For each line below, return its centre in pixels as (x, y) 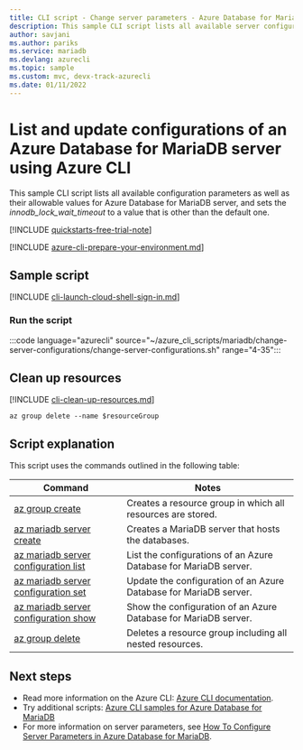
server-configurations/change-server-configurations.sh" (115, 349)
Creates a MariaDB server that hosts (203, 529)
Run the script (41, 320)
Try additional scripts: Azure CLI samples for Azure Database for (142, 708)
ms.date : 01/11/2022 (48, 85)
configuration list (50, 567)
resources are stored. (172, 514)
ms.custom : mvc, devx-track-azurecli (80, 77)
